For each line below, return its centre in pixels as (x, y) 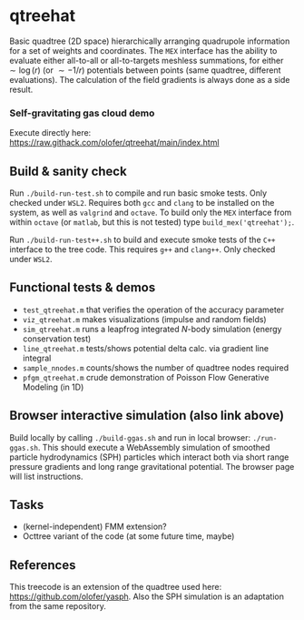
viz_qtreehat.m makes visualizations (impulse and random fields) (144, 319)
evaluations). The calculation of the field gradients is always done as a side (150, 79)
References (43, 565)
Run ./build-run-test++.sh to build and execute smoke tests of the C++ (142, 240)
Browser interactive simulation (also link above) (147, 416)
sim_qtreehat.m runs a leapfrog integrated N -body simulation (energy (152, 329)
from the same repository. (58, 606)
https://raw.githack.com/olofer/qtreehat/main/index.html (114, 143)
